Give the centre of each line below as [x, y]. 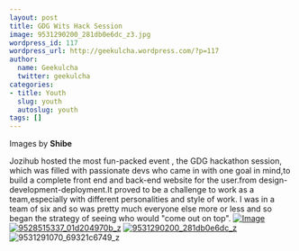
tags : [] [26, 118]
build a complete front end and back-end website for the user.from [133, 180]
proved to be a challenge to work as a [184, 190]
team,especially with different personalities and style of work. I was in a [142, 200]
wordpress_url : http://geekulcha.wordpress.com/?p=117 [114, 51]
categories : [32, 85]
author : [24, 59]
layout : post [34, 18]
